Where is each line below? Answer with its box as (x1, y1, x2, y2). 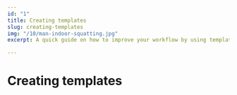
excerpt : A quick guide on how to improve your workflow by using (7, 37, 207, 44)
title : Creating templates (7, 17, 87, 24)
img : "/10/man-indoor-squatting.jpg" (7, 30, 119, 37)
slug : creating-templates (7, 23, 83, 30)
